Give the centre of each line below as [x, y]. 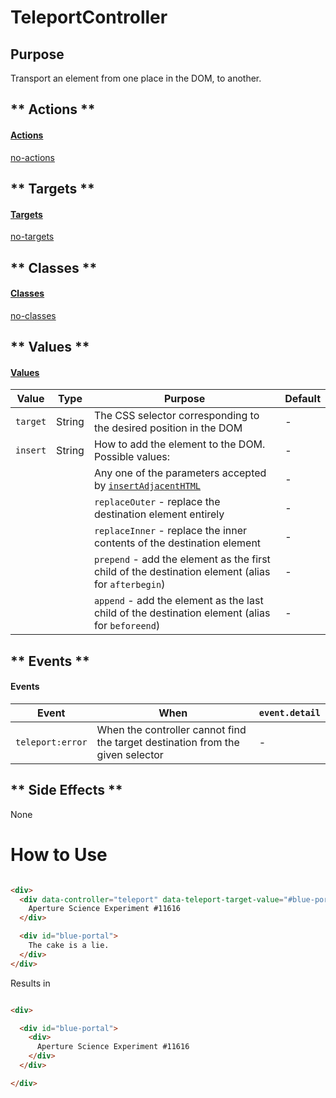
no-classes [33, 315]
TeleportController [89, 17]
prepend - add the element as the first [182, 559]
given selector [130, 754]
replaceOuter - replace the [157, 502]
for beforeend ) [127, 626]
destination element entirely [159, 514]
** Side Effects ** [66, 790]
